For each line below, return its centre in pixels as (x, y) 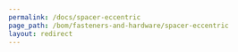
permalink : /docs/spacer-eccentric (75, 17)
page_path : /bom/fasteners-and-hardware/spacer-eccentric (119, 26)
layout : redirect (41, 33)
